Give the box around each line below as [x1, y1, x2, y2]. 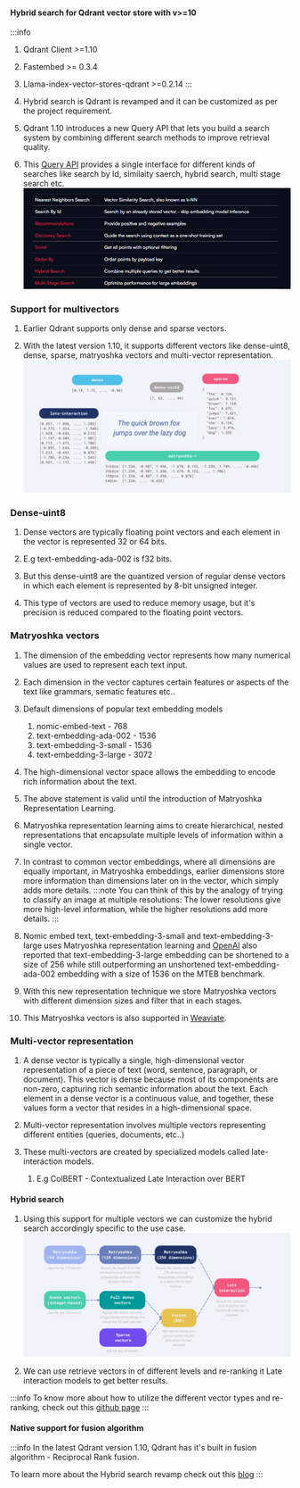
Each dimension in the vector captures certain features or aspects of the [22, 677, 289, 687]
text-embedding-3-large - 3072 [36, 749, 153, 760]
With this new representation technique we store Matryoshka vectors [22, 985, 277, 996]
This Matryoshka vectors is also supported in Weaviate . [22, 1012, 227, 1023]
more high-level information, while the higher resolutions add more [22, 903, 268, 914]
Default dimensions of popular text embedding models [22, 703, 223, 714]
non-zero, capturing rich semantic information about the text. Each [22, 1084, 269, 1094]
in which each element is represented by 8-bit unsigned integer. [22, 580, 258, 591]
